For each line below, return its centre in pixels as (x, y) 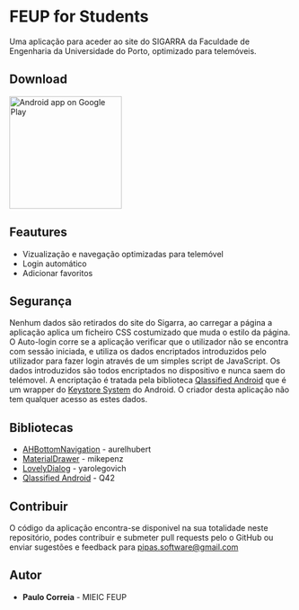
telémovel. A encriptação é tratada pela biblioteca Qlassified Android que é (148, 381)
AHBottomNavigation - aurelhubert (87, 449)
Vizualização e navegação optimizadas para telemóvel (123, 254)
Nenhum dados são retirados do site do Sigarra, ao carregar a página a (141, 323)
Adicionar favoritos (57, 273)
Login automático (54, 264)
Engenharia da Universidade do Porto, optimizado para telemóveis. (133, 50)
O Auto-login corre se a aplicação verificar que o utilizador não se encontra (149, 342)
